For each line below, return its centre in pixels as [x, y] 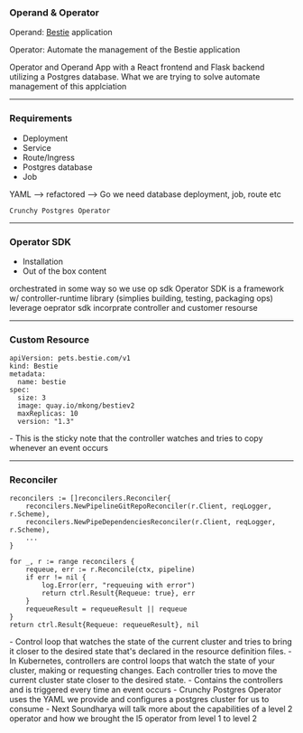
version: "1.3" [46, 422]
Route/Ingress [48, 157]
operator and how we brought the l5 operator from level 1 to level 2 [133, 719]
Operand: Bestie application [61, 33]
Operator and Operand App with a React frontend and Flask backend [137, 67]
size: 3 [32, 398]
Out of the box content [64, 271]
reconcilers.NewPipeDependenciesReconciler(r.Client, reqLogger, [151, 522]
